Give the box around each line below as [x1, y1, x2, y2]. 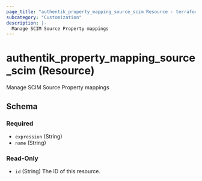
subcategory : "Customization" [6, 14, 82, 20]
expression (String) [14, 132, 63, 140]
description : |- [6, 20, 47, 26]
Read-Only [6, 154, 39, 162]
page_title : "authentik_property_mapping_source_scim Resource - [6, 8, 173, 15]
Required [6, 119, 34, 128]
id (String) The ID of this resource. [14, 168, 101, 175]
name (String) [14, 139, 46, 146]
